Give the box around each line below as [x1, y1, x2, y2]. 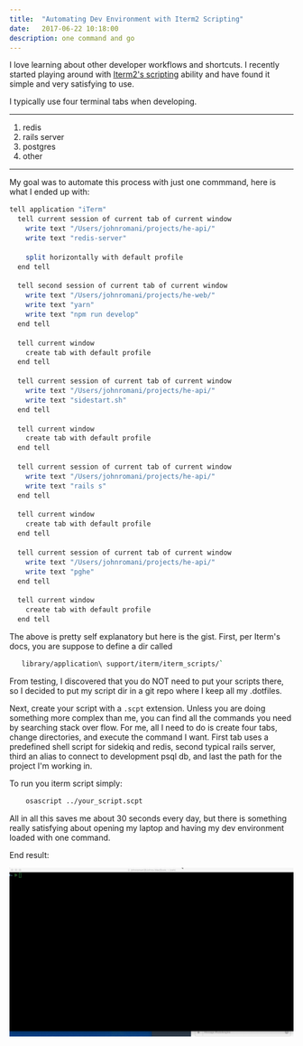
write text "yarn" [25, 301, 95, 310]
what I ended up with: [9, 186, 90, 198]
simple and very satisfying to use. [9, 79, 135, 89]
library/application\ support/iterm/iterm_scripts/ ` [21, 659, 224, 668]
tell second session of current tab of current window [17, 281, 228, 291]
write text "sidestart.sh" [25, 396, 127, 405]
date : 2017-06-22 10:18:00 [9, 23, 119, 33]
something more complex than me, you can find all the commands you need [9, 712, 292, 723]
